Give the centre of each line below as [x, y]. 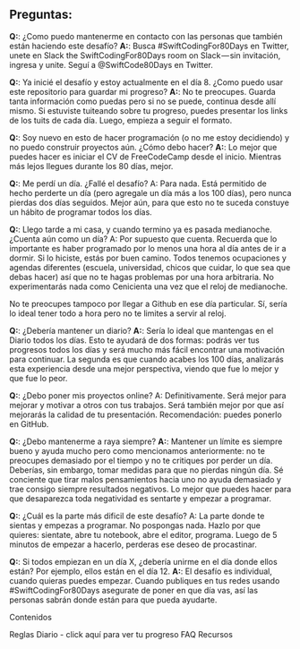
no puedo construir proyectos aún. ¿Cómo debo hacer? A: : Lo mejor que [143, 147]
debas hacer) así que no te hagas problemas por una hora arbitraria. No [142, 277]
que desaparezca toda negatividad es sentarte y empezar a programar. [140, 498]
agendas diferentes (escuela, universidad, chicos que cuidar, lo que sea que [150, 267]
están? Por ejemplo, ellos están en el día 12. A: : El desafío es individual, [141, 571]
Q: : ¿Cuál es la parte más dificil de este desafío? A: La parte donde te [137, 516]
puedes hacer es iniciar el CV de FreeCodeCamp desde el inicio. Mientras [146, 157]
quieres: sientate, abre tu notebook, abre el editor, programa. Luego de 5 [143, 534]
